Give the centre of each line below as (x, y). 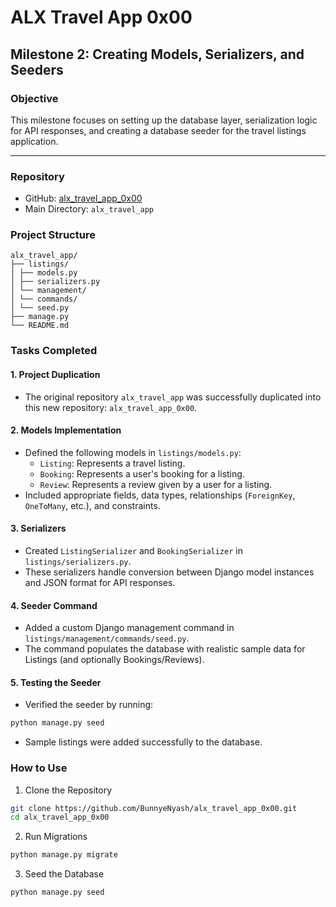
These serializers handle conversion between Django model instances (169, 572)
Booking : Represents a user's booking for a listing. (142, 473)
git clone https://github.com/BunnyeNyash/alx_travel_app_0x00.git (154, 808)
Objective (34, 98)
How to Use (39, 768)
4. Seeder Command (54, 605)
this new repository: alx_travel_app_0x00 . (111, 407)
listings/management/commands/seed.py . (107, 638)
